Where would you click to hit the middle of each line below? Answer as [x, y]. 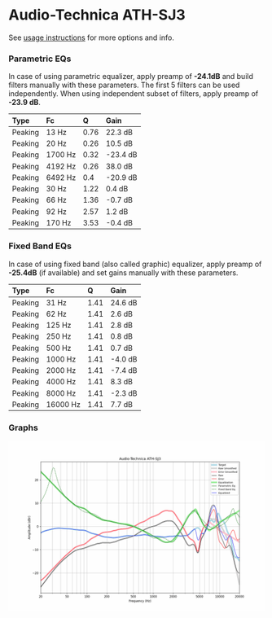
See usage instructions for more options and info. [92, 37]
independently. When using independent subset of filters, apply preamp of [134, 94]
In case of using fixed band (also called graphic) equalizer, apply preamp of [135, 264]
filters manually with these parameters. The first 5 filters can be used [124, 85]
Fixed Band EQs [40, 246]
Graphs [23, 427]
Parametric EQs [40, 59]
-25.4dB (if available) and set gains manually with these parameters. [123, 272]
